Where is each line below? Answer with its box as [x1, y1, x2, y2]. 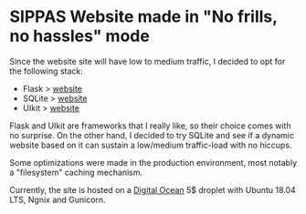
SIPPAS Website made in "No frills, [9, 6, 278, 27]
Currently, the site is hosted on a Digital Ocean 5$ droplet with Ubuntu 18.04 [9, 184, 297, 195]
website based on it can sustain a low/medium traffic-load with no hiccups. [9, 139, 292, 150]
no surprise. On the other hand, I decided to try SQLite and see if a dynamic [9, 129, 295, 140]
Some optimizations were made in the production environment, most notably [9, 157, 298, 168]
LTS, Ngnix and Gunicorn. [9, 194, 107, 205]
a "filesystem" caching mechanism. [9, 167, 143, 178]
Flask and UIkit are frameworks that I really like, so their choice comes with [9, 120, 291, 131]
